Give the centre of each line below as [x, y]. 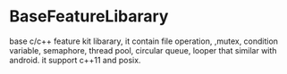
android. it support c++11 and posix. [75, 60]
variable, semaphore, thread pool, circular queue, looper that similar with [143, 50]
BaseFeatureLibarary [89, 16]
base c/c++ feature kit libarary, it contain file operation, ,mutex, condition [144, 41]
